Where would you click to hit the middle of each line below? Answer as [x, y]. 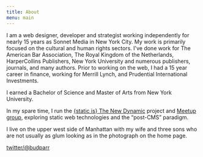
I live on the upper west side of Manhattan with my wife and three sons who [102, 129]
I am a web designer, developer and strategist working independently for [98, 35]
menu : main [20, 18]
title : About [23, 12]
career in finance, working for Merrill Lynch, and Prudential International [97, 74]
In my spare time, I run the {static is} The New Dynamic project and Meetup [102, 111]
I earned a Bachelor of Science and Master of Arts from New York [89, 92]
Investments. [23, 81]
